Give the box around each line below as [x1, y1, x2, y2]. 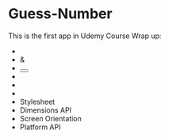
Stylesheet [19, 97, 56, 106]
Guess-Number [8, 5, 113, 23]
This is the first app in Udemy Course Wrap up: [8, 31, 162, 40]
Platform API [19, 122, 61, 132]
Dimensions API [19, 105, 72, 115]
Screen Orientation [19, 113, 82, 123]
